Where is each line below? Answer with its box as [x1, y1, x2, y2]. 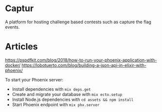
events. [5, 24, 20, 30]
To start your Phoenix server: [5, 77, 63, 82]
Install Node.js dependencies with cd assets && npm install [12, 96, 134, 102]
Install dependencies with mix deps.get [12, 86, 91, 92]
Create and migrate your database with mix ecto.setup [12, 91, 123, 97]
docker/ [5, 62, 21, 68]
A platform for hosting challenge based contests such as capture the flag [5, 19, 152, 25]
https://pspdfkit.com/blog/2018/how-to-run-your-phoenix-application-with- [5, 57, 157, 63]
